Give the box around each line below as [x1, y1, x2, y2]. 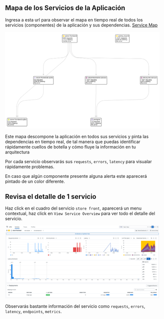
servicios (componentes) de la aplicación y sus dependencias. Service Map [5, 22, 158, 28]
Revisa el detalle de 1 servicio [5, 192, 96, 201]
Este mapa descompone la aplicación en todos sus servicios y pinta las [5, 133, 149, 139]
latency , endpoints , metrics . [5, 308, 62, 314]
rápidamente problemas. [5, 164, 55, 170]
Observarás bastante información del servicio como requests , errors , [5, 303, 145, 309]
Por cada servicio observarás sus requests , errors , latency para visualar [5, 158, 152, 164]
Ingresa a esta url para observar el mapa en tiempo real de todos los [5, 17, 143, 22]
